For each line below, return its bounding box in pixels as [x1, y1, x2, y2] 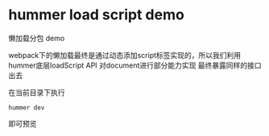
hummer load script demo [8, 6, 185, 24]
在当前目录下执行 [8, 87, 65, 97]
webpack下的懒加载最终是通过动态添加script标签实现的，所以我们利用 [8, 50, 242, 60]
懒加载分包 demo [8, 33, 65, 43]
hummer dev [8, 103, 45, 112]
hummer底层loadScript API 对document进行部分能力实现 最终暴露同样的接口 [8, 60, 262, 70]
